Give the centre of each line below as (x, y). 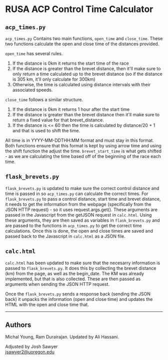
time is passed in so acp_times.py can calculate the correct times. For (77, 194)
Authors (18, 325)
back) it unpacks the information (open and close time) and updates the (79, 299)
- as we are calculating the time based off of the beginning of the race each (83, 156)
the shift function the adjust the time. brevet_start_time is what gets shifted (83, 151)
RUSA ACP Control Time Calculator (79, 9)
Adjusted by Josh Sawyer (31, 346)
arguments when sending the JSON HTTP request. (57, 284)
